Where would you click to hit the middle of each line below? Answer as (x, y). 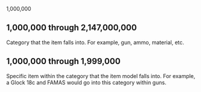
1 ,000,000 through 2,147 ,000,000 (72, 28)
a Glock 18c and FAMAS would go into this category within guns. (86, 82)
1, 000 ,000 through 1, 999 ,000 (63, 61)
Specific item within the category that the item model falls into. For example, (101, 76)
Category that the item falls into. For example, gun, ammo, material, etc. (95, 42)
